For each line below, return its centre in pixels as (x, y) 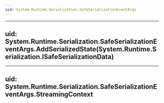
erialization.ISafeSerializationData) (60, 57)
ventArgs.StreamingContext (49, 94)
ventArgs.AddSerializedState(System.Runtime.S (81, 49)
